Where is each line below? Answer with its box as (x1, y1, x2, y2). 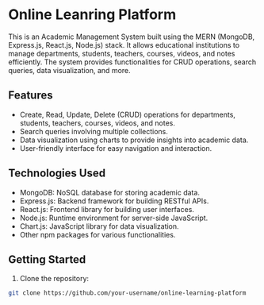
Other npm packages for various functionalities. (19, 230, 176, 239)
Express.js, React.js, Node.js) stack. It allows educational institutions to (8, 40, 240, 49)
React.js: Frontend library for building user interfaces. (19, 204, 194, 214)
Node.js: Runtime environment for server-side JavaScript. (19, 213, 209, 222)
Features (8, 89, 53, 102)
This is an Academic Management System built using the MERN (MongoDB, (8, 32, 255, 41)
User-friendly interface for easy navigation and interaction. (19, 143, 212, 152)
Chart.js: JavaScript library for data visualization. (19, 221, 180, 231)
